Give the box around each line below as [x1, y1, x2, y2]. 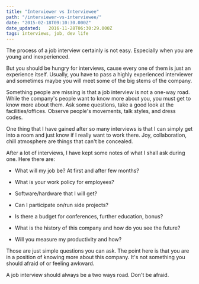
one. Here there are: [6, 156, 55, 163]
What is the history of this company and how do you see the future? [14, 224, 181, 231]
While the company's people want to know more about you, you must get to [6, 95, 191, 102]
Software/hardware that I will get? [14, 190, 98, 197]
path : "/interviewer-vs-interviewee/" [6, 14, 102, 20]
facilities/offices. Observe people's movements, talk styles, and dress [6, 108, 176, 115]
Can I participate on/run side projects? [14, 202, 108, 209]
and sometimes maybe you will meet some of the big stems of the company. [6, 78, 192, 85]
